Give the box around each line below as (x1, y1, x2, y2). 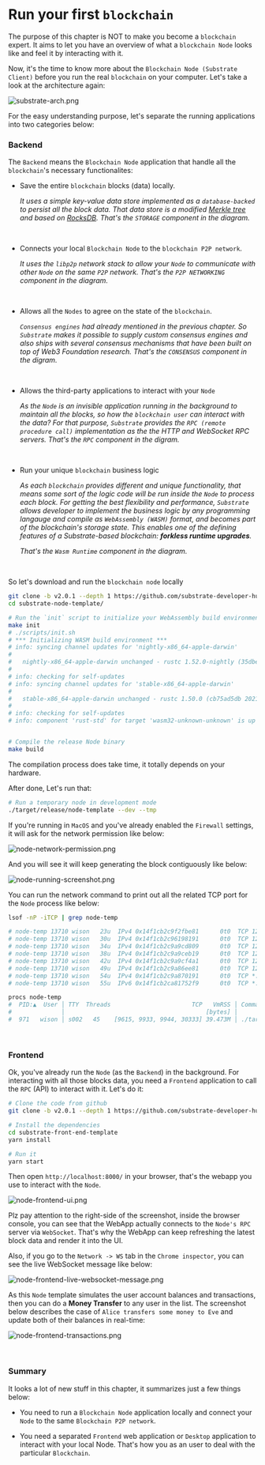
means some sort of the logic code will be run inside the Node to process (19, 489, 255, 499)
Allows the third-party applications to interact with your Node (19, 386, 215, 396)
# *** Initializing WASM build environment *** (8, 636, 168, 644)
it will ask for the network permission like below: (8, 828, 165, 838)
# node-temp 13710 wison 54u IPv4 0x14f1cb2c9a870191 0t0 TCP (8, 972, 248, 980)
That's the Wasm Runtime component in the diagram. (19, 547, 188, 556)
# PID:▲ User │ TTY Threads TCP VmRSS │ (8, 1001, 238, 1009)
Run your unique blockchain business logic (19, 465, 159, 475)
